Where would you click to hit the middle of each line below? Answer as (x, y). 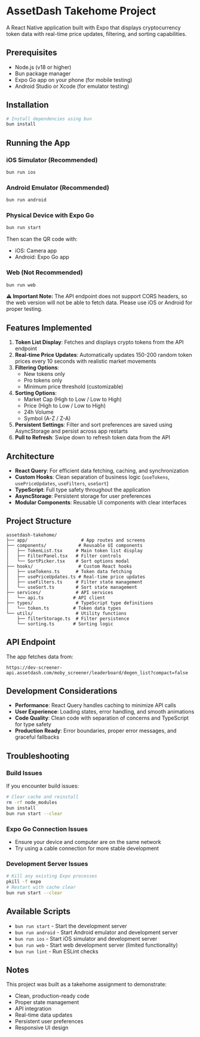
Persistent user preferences (49, 1021)
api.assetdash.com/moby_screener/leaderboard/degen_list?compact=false (97, 673)
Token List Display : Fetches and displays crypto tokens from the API (99, 342)
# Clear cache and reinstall (42, 797)
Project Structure (39, 521)
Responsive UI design (41, 1028)
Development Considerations (62, 691)
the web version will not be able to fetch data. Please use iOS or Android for (99, 302)
